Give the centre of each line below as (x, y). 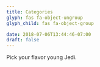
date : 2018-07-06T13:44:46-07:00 (49, 34)
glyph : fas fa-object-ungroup (45, 18)
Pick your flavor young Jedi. (42, 57)
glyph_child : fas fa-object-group (50, 23)
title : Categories (30, 12)
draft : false (23, 40)
